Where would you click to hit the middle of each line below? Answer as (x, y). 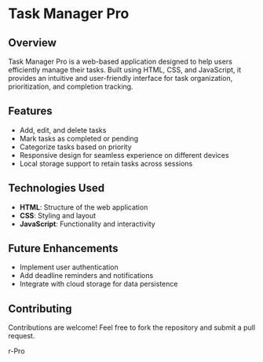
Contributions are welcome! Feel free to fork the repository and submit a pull (132, 327)
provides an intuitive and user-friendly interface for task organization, (121, 78)
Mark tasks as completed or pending (79, 138)
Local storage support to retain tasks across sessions (106, 163)
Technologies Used (56, 188)
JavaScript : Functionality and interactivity (87, 224)
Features (30, 111)
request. (22, 336)
